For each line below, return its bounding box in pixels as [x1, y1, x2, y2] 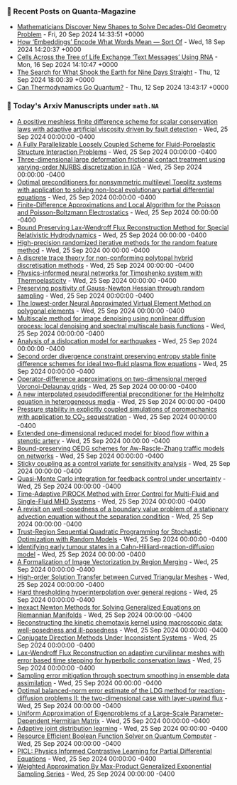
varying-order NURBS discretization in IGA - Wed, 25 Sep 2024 [16, 162, 203, 171]
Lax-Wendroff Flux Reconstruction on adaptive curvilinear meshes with [16, 648, 225, 657]
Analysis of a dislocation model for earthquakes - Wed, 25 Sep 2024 [16, 336, 218, 345]
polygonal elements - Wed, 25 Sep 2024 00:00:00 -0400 [16, 306, 185, 315]
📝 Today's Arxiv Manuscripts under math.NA [6, 101, 159, 111]
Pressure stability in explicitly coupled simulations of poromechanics [16, 405, 218, 413]
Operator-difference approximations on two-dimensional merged [16, 374, 207, 383]
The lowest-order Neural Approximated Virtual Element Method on [16, 298, 211, 307]
